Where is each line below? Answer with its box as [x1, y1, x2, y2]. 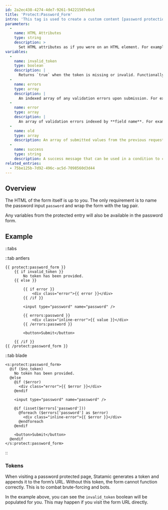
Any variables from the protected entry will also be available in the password [5, 212, 163, 218]
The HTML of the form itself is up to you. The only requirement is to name [5, 197, 157, 203]
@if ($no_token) [9, 366, 43, 371]
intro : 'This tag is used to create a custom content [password [5, 17, 142, 22]
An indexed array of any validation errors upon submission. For [18, 96, 157, 101]
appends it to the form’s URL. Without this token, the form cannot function [5, 479, 157, 485]
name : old [14, 128, 35, 133]
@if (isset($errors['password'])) [14, 406, 86, 411]
